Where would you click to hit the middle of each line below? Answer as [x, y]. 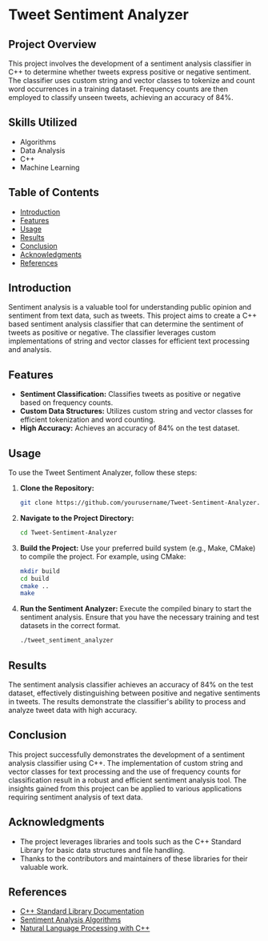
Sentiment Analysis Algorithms [70, 920]
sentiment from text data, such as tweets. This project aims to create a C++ [133, 316]
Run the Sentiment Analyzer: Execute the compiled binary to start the [136, 609]
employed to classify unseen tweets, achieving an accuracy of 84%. [121, 97]
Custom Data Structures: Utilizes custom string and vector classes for [136, 411]
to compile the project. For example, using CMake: [103, 556]
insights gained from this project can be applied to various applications [125, 788]
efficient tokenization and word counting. [88, 420]
